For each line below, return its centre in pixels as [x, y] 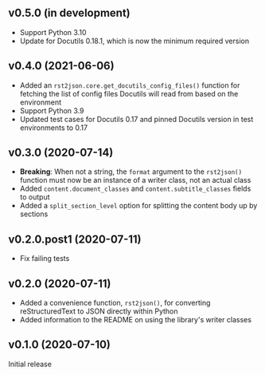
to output [35, 197]
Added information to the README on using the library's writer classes [136, 320]
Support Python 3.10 [53, 32]
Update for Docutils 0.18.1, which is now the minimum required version [134, 41]
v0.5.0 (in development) [70, 13]
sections [34, 214]
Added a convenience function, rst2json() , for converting [115, 303]
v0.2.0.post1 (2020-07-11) [75, 239]
